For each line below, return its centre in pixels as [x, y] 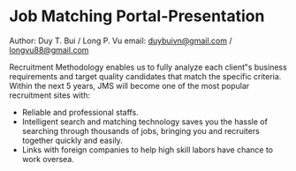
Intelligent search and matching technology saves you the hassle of [144, 122]
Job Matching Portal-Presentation [137, 16]
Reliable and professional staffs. [80, 112]
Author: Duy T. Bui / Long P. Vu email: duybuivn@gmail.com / [121, 41]
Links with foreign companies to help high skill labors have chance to [148, 149]
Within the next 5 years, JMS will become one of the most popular [129, 85]
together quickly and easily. [72, 140]
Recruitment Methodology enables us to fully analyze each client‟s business [148, 67]
